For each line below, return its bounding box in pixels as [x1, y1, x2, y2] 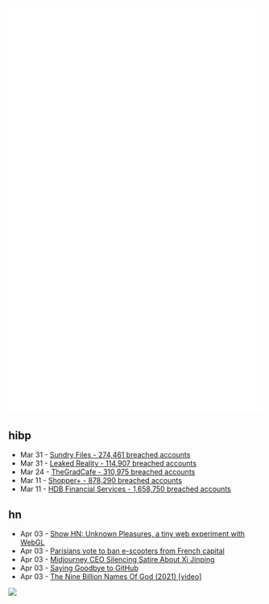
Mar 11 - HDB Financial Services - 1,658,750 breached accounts [19, 484, 231, 494]
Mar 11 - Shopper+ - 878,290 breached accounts [19, 476, 183, 486]
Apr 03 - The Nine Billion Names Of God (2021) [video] [19, 572, 202, 581]
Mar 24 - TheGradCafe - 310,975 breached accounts [19, 467, 196, 477]
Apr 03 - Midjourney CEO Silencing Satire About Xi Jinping [19, 555, 215, 565]
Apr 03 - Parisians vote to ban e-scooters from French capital [19, 546, 226, 556]
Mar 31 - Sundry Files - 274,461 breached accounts [19, 450, 191, 460]
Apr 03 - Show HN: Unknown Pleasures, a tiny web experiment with [19, 529, 246, 539]
